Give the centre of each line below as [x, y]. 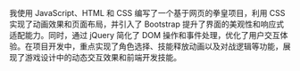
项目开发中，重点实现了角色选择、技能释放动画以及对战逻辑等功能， [158, 46]
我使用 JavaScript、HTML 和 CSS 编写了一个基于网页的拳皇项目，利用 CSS [147, 13]
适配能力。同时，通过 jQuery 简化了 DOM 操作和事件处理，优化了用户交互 [145, 35]
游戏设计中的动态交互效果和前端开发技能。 [103, 57]
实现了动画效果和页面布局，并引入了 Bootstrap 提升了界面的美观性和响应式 [146, 24]
